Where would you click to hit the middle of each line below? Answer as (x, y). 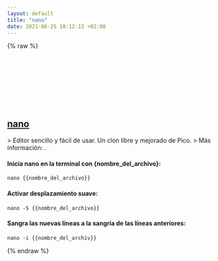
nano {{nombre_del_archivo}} (49, 178)
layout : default (30, 13)
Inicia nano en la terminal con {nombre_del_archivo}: (84, 164)
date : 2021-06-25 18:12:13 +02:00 (57, 26)
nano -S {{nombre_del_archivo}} (53, 208)
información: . (27, 148)
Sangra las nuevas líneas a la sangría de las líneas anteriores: (97, 223)
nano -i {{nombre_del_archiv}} (52, 238)
